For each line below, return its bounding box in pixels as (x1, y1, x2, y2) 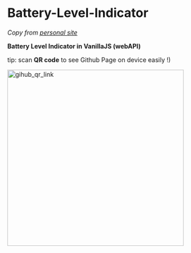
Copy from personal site (7, 28, 78, 37)
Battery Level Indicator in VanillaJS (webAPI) (7, 42, 141, 50)
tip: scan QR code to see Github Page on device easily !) (7, 55, 171, 64)
